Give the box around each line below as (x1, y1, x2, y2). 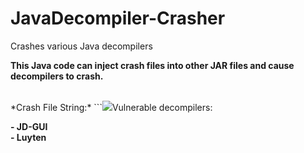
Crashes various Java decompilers (10, 40, 153, 52)
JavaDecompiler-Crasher (10, 7, 226, 30)
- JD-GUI (10, 120, 48, 132)
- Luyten (10, 131, 47, 143)
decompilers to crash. (10, 70, 104, 82)
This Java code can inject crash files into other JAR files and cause (10, 59, 295, 71)
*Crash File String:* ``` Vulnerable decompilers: (10, 101, 213, 113)
